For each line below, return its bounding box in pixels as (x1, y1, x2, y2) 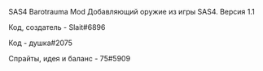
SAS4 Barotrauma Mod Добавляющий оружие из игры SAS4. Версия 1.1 (8, 7, 255, 16)
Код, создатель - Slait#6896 (8, 23, 106, 31)
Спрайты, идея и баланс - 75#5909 (8, 54, 131, 63)
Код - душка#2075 (8, 38, 73, 48)
